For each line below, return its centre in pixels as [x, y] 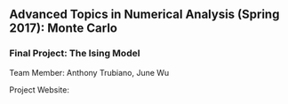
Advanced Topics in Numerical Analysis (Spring [144, 15]
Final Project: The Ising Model [75, 54]
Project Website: [39, 89]
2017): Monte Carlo [64, 29]
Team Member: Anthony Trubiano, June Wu [89, 72]
